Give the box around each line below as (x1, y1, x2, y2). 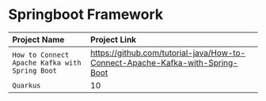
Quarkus (12, 80, 41, 90)
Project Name (12, 34, 65, 45)
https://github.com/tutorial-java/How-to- (90, 47, 246, 58)
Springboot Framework (8, 6, 164, 24)
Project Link (90, 34, 137, 45)
